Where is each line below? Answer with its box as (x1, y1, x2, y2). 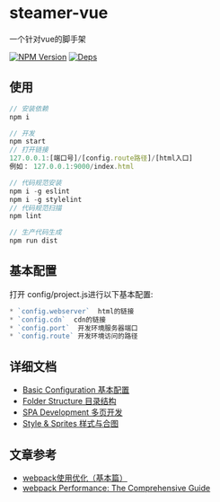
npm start (9, 137, 47, 146)
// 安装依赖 (9, 104, 49, 113)
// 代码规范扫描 (9, 203, 62, 213)
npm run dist (9, 236, 58, 245)
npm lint (9, 212, 42, 221)
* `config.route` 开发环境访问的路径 (9, 331, 138, 341)
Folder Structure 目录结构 (22, 396, 117, 407)
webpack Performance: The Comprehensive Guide (22, 482, 211, 493)
